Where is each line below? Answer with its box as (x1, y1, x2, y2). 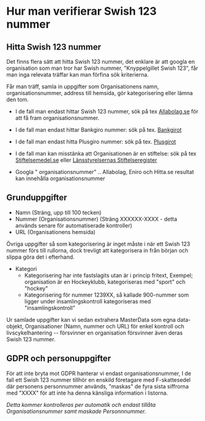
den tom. (6, 96, 29, 103)
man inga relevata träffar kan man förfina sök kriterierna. (6, 71, 149, 78)
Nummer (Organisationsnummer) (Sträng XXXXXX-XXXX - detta (15, 215, 177, 222)
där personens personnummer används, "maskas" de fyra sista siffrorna (6, 382, 189, 390)
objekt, (6, 322, 24, 330)
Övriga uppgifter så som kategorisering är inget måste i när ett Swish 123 (6, 240, 191, 248)
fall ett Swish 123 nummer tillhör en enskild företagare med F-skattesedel (6, 376, 191, 384)
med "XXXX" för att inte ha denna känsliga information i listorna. (6, 389, 168, 396)
